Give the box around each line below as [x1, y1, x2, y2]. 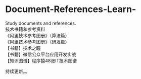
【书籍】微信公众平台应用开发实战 [5, 51, 76, 57]
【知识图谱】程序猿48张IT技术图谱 [5, 57, 77, 63]
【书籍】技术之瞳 [5, 45, 41, 51]
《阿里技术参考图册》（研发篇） [5, 39, 70, 45]
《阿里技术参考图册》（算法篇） [5, 32, 70, 38]
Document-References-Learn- [5, 4, 136, 15]
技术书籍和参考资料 [5, 26, 45, 32]
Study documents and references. [5, 20, 76, 26]
